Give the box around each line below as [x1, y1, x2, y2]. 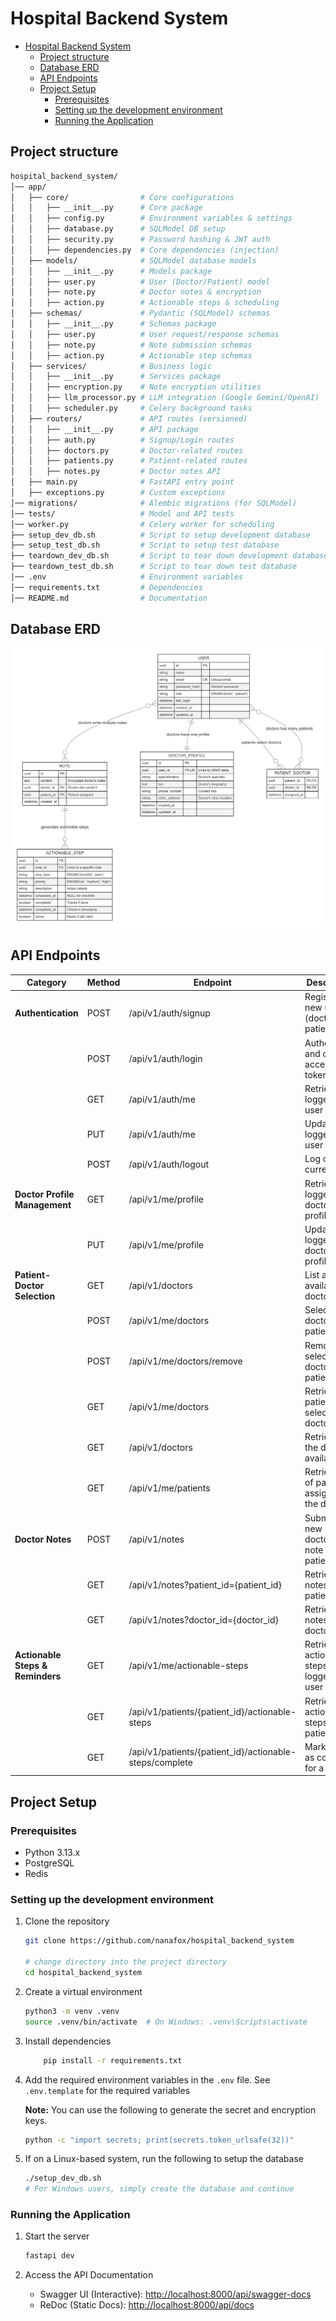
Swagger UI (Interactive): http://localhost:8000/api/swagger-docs [39, 2288, 312, 2301]
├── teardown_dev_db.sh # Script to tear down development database [10, 551, 329, 561]
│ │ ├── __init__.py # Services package [10, 372, 222, 382]
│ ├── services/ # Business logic [10, 361, 213, 371]
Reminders [14, 1670, 62, 1682]
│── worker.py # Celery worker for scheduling [10, 519, 275, 529]
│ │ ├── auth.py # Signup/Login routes [10, 435, 235, 445]
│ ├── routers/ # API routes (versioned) [10, 413, 248, 424]
